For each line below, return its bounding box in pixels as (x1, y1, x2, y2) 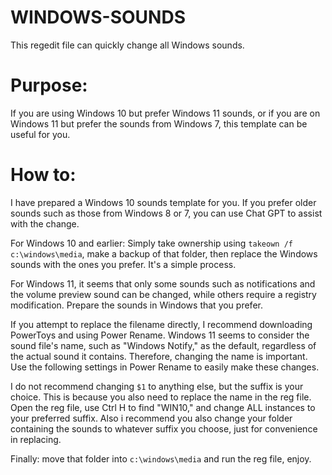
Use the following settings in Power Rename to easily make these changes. (10, 361, 320, 373)
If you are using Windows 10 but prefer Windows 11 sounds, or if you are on (10, 107, 321, 119)
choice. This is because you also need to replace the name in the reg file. (10, 391, 312, 403)
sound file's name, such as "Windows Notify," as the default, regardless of (10, 339, 317, 351)
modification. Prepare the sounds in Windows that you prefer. (10, 299, 263, 311)
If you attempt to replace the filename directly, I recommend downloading (10, 318, 313, 330)
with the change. (10, 217, 80, 230)
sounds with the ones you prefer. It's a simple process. (10, 258, 237, 270)
